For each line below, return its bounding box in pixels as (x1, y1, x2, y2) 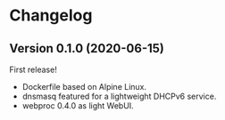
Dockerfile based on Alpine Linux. (21, 82, 147, 92)
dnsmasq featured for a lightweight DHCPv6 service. (21, 91, 217, 101)
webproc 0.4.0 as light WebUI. (21, 100, 134, 111)
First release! (9, 64, 58, 75)
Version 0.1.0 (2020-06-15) (9, 41, 165, 56)
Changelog (9, 5, 93, 26)
